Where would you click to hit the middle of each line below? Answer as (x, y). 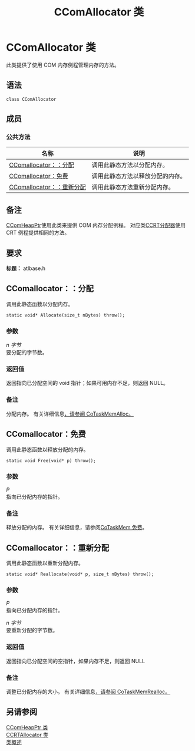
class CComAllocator (32, 99)
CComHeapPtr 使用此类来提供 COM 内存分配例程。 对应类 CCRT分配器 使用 (96, 225)
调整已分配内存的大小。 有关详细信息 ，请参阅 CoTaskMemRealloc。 (88, 691)
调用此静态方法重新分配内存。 (133, 187)
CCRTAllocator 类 (27, 734)
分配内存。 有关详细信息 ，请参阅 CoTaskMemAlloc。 (70, 414)
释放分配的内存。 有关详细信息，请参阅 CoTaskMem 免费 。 (77, 528)
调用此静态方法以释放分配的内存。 (139, 176)
